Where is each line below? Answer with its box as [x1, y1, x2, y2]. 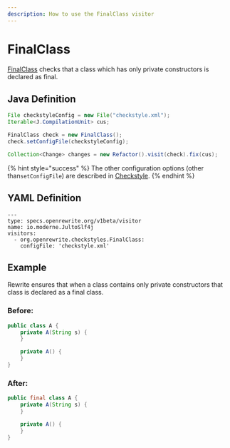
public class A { [7, 322, 59, 329]
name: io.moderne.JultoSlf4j [7, 223, 94, 230]
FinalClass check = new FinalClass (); [7, 131, 122, 139]
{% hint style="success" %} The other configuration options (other [7, 163, 204, 172]
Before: [7, 306, 34, 316]
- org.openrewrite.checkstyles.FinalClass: [14, 236, 145, 243]
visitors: [7, 230, 37, 237]
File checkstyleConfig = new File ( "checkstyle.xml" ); [7, 112, 171, 119]
